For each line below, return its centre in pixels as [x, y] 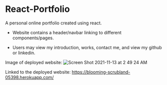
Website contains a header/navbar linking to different [67, 32]
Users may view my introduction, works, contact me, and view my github [87, 47]
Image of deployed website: [34, 62]
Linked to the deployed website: [38, 72]
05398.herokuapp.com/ [29, 77]
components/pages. [33, 38]
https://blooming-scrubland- [101, 72]
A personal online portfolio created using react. [54, 23]
